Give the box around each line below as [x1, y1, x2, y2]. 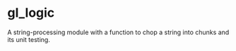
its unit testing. [7, 35, 51, 43]
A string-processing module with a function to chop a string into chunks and [7, 28, 230, 36]
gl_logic [7, 5, 55, 21]
